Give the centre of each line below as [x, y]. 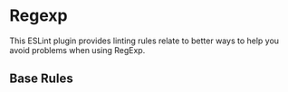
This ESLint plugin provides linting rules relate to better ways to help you [144, 41]
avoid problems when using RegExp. [77, 50]
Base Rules [42, 79]
